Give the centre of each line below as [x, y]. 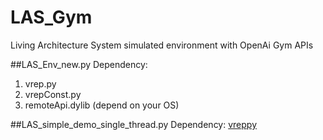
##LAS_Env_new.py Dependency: [79, 64]
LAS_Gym [51, 17]
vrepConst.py [53, 94]
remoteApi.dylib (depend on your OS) [102, 105]
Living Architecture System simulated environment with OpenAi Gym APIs [162, 45]
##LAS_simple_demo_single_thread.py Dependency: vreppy [134, 124]
